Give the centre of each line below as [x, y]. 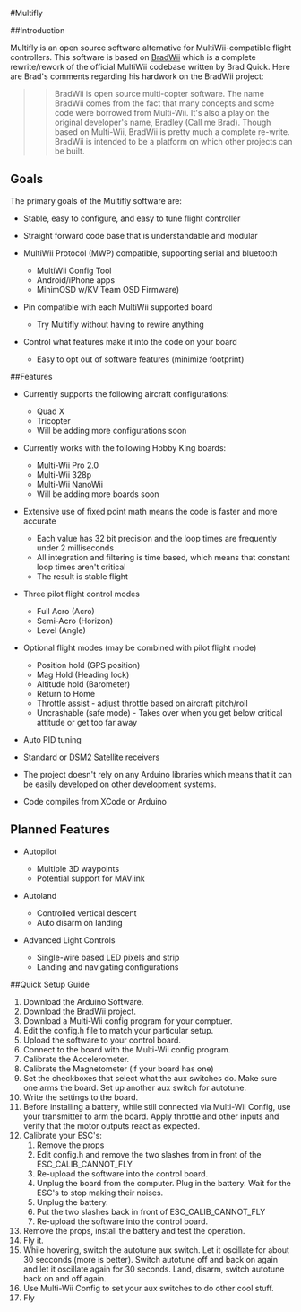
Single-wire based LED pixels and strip [108, 957]
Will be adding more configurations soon [112, 430]
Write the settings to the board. [81, 1097]
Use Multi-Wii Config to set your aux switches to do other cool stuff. [148, 1288]
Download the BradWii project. [80, 1011]
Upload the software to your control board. [102, 1040]
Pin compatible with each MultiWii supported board [118, 307]
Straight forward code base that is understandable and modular [140, 235]
